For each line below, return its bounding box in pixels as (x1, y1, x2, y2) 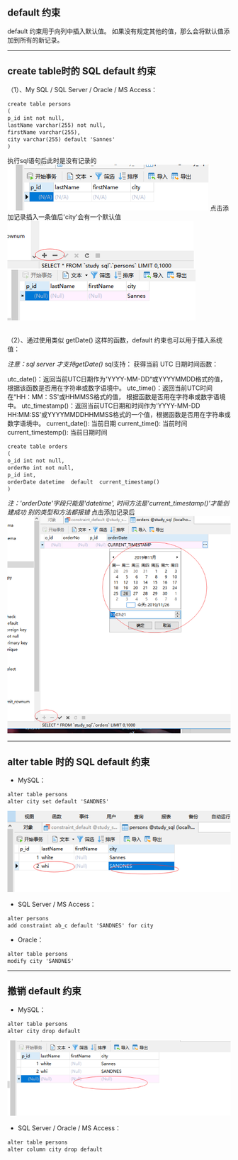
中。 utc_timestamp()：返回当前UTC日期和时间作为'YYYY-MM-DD (7, 401, 200, 410)
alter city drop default (7, 1027, 81, 1034)
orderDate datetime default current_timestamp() (7, 478, 160, 486)
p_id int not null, (7, 114, 65, 122)
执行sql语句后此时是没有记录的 (7, 156, 97, 164)
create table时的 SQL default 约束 (7, 65, 157, 77)
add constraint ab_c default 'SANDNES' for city (7, 922, 154, 929)
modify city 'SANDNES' (7, 957, 74, 964)
